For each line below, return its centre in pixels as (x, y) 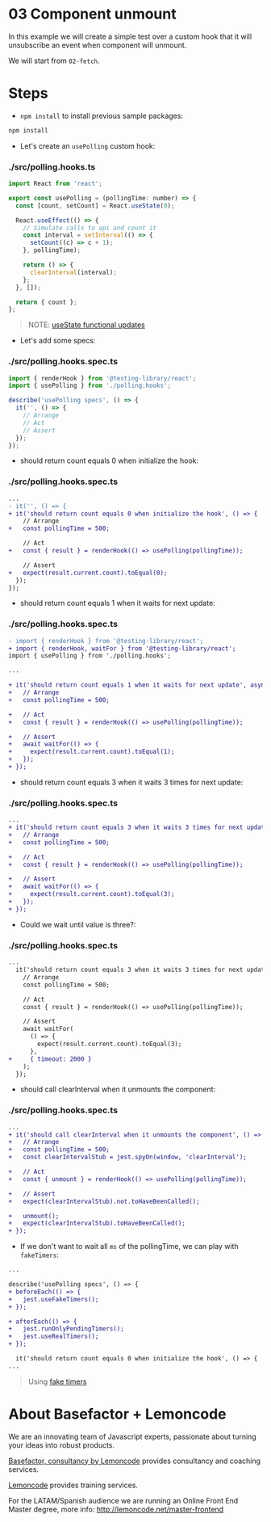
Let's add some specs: (58, 341)
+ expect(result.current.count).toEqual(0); (88, 573)
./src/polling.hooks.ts (52, 166)
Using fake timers (57, 1381)
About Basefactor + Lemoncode (117, 1414)
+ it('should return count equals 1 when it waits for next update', (128, 685)
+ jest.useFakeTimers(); (54, 1299)
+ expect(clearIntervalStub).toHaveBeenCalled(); (97, 1223)
